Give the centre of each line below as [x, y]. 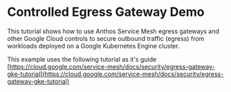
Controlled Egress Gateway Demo [106, 12]
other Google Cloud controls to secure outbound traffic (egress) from [106, 38]
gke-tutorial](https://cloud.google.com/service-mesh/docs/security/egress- [115, 74]
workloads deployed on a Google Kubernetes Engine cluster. [93, 46]
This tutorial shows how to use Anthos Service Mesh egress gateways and [113, 31]
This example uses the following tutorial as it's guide [82, 59]
